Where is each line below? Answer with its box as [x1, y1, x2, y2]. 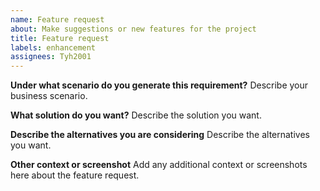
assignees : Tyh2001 [10, 52, 92, 62]
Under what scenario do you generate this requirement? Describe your [10, 79, 309, 91]
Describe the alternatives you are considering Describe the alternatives [10, 129, 310, 141]
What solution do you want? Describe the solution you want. [10, 109, 262, 121]
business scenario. [10, 90, 88, 102]
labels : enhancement [10, 42, 97, 53]
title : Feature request [10, 33, 110, 43]
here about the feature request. [10, 169, 140, 181]
